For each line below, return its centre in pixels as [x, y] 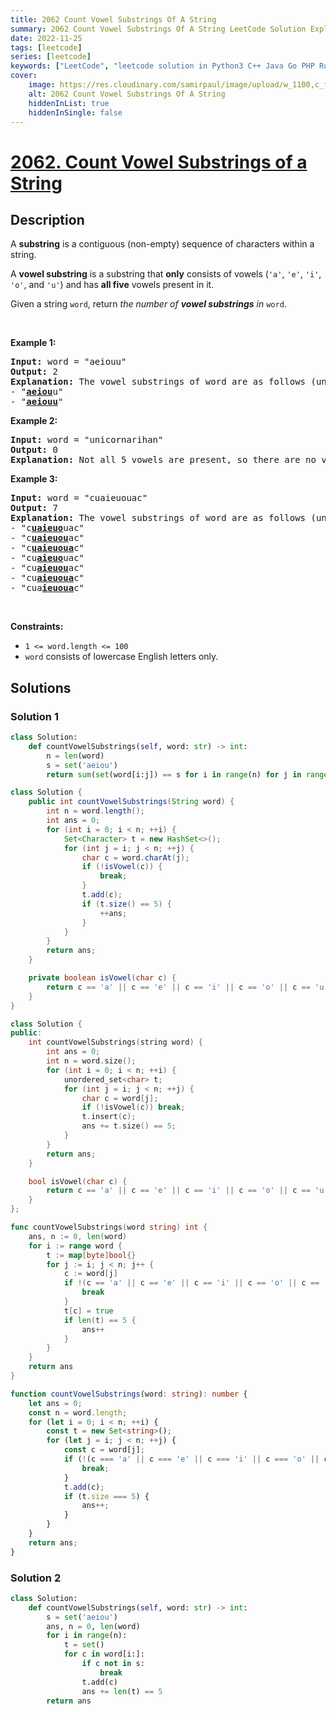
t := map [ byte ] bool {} [91, 1255]
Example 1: [33, 343]
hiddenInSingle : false [75, 112]
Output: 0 [34, 450]
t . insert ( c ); [109, 1117]
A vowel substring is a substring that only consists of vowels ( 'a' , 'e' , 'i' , [166, 274]
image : [42, 85]
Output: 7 [34, 508]
